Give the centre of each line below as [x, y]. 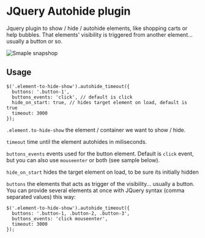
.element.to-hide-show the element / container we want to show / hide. [96, 130]
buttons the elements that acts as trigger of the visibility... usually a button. [100, 184]
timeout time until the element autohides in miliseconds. [77, 141]
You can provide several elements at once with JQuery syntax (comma [95, 190]
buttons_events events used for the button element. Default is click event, [100, 154]
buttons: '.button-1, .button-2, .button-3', [71, 213]
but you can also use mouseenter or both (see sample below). [83, 160]
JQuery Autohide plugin [69, 11]
